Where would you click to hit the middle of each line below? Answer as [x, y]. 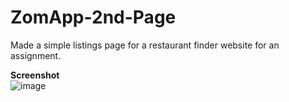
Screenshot [35, 75]
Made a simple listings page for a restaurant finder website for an [145, 45]
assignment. [36, 55]
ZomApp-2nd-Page [93, 17]
